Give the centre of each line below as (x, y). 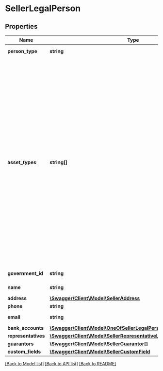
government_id (25, 273)
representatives (26, 336)
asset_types (22, 162)
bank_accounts (25, 328)
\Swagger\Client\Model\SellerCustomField (100, 352)
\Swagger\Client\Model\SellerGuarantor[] (99, 344)
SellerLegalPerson (43, 8)
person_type (22, 51)
